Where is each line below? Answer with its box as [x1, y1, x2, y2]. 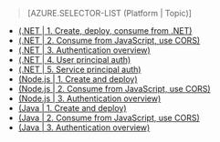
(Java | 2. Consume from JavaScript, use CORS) [17, 113, 200, 123]
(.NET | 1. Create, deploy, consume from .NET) [17, 25, 193, 35]
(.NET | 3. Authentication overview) [17, 45, 151, 56]
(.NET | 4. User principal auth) [17, 55, 131, 65]
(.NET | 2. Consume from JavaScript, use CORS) [17, 35, 201, 46]
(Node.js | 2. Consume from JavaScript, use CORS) [17, 84, 212, 94]
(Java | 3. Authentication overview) [17, 122, 151, 133]
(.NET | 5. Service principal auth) [17, 64, 141, 75]
